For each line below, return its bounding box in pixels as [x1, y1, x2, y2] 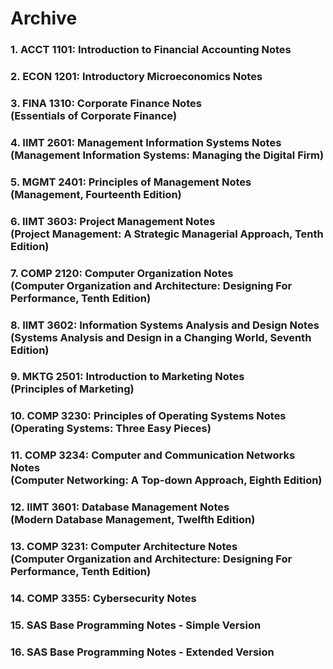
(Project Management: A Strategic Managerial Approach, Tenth [10, 227, 324, 241]
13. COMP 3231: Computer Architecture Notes [10, 540, 238, 554]
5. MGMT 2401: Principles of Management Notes [10, 175, 252, 189]
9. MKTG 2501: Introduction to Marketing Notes [10, 370, 245, 384]
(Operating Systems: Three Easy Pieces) [10, 422, 212, 436]
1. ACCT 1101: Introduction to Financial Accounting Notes [10, 43, 292, 57]
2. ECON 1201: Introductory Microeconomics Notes [10, 70, 263, 84]
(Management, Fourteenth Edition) [10, 187, 182, 201]
